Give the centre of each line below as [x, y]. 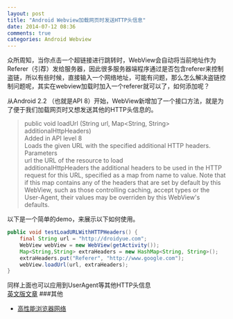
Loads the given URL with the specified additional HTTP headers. [117, 146]
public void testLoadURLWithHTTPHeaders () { [72, 232]
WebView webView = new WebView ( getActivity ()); [89, 245]
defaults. [37, 205]
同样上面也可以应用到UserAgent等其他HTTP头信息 [79, 285]
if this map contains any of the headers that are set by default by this [122, 183]
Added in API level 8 [53, 138]
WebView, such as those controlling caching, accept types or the [117, 190]
